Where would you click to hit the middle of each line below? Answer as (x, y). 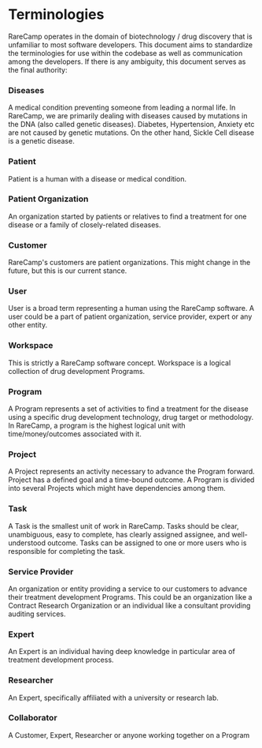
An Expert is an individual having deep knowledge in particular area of (122, 652)
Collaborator (33, 718)
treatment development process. (61, 660)
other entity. (28, 325)
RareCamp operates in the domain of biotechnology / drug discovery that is (131, 36)
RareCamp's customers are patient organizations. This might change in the (129, 263)
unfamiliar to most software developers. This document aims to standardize (131, 44)
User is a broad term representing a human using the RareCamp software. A (131, 309)
